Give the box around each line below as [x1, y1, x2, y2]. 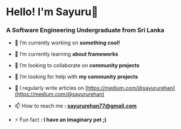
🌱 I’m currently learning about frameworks [14, 51, 118, 58]
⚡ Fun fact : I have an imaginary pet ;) [14, 116, 107, 123]
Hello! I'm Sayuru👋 [6, 5, 98, 19]
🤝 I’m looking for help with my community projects [14, 73, 138, 81]
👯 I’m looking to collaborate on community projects [14, 62, 140, 69]
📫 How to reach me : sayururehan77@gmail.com [14, 102, 137, 110]
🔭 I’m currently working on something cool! [14, 39, 120, 46]
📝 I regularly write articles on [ [14, 85, 88, 92]
